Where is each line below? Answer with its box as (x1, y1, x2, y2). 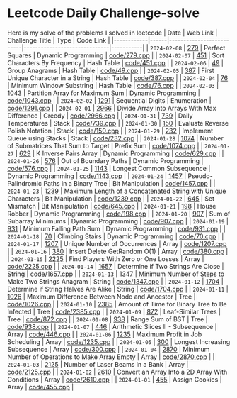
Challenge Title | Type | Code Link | (7, 35, 110, 44)
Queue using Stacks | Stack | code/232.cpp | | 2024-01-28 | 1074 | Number (7, 133, 224, 143)
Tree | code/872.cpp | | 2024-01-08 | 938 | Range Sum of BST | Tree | (7, 314, 208, 324)
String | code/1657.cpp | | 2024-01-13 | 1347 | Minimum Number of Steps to (7, 270, 225, 278)
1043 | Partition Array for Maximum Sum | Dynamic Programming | (7, 89, 200, 97)
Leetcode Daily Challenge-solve (7, 5, 200, 21)
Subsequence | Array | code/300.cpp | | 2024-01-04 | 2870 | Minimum (7, 345, 210, 353)
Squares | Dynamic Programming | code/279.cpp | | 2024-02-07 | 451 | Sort (7, 51, 225, 60)
